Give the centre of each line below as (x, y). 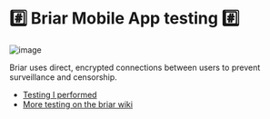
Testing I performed (60, 94)
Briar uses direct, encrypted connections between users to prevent (135, 67)
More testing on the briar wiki (78, 104)
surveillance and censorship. (64, 77)
